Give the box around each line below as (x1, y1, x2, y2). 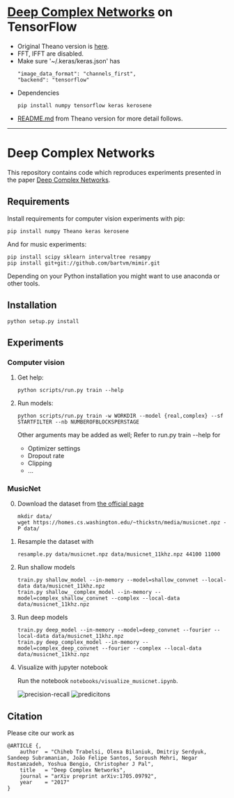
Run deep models (17, 613, 68, 622)
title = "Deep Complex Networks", (19, 767, 127, 774)
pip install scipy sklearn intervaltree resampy (7, 253, 151, 260)
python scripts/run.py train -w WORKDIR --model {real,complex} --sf (17, 412, 224, 420)
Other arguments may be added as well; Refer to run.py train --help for (17, 431, 221, 439)
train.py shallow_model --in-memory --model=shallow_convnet (17, 577, 199, 584)
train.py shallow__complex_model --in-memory (17, 589, 152, 596)
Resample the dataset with (17, 538, 94, 546)
